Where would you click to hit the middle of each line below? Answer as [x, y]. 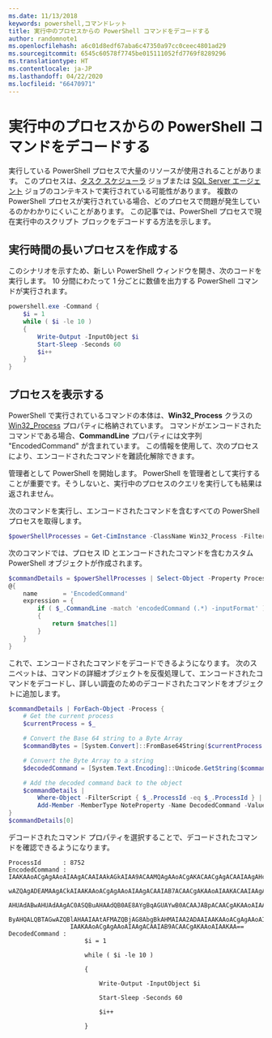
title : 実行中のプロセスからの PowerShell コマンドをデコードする [109, 31]
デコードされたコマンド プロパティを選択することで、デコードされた [123, 837]
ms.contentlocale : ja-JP [50, 69]
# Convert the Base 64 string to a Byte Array [103, 739]
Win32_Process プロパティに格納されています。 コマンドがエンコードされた [135, 425]
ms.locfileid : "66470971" [52, 84]
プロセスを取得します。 [47, 521]
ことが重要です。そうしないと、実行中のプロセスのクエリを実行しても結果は [135, 483]
